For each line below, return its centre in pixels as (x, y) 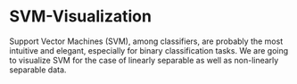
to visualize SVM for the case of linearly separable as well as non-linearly (144, 60)
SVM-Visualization (80, 17)
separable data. (38, 70)
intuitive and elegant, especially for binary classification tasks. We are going (149, 50)
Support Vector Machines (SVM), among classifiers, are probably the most (146, 41)
